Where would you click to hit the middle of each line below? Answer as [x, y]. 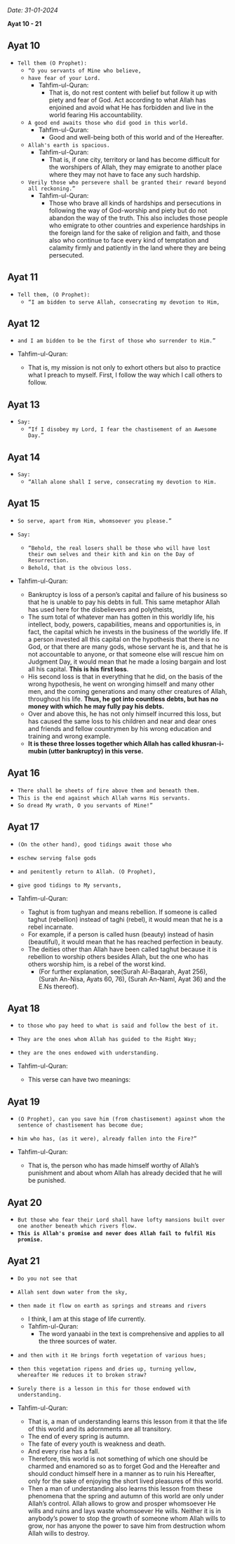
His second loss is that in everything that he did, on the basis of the [125, 676]
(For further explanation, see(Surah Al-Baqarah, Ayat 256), [123, 972]
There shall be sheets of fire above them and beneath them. [109, 791]
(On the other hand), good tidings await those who [94, 845]
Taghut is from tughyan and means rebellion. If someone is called [122, 912]
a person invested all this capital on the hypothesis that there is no [123, 639]
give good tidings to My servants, [69, 885]
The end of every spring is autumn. [79, 1436]
